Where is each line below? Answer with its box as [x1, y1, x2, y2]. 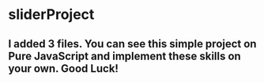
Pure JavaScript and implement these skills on [8, 49, 241, 62]
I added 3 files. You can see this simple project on [8, 37, 257, 51]
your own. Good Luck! [8, 62, 119, 75]
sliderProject [8, 6, 95, 24]
